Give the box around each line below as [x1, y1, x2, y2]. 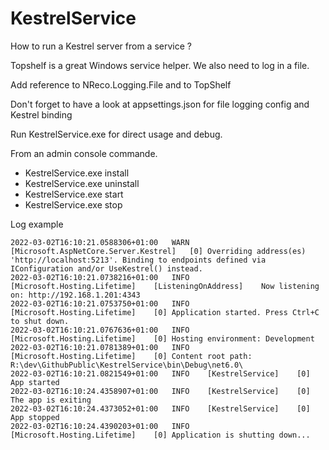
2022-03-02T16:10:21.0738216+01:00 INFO [10, 272, 190, 282]
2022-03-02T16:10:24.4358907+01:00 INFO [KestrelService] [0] [10, 386, 311, 396]
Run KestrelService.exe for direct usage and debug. [10, 128, 223, 140]
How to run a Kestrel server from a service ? [10, 40, 192, 52]
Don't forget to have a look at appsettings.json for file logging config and [10, 98, 310, 110]
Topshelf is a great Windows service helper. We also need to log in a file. [10, 59, 310, 71]
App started [10, 377, 60, 387]
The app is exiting [10, 395, 92, 405]
